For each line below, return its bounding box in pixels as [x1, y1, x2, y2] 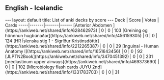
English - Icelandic [5, 4, 63, 12]
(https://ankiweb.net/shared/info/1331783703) [5, 69, 98, 75]
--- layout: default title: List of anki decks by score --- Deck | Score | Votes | [5, 17, 159, 23]
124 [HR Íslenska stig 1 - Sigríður [5, 38, 71, 44]
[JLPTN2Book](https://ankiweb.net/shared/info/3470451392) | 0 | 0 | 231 [5, 53, 153, 59]
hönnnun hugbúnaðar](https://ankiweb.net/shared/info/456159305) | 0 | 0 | [5, 32, 158, 38]
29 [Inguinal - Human [115, 43, 159, 49]
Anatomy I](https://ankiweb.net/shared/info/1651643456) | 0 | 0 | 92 [5, 48, 143, 54]
